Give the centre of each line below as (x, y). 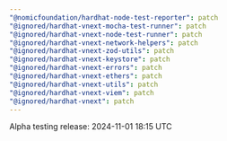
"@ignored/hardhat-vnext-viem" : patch (82, 93)
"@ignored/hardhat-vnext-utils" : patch (84, 84)
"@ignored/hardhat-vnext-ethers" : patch (86, 76)
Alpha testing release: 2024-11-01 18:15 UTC (91, 127)
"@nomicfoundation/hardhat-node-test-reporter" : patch (114, 18)
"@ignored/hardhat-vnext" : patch (72, 101)
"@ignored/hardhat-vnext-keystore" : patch (90, 59)
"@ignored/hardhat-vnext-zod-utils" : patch (92, 51)
